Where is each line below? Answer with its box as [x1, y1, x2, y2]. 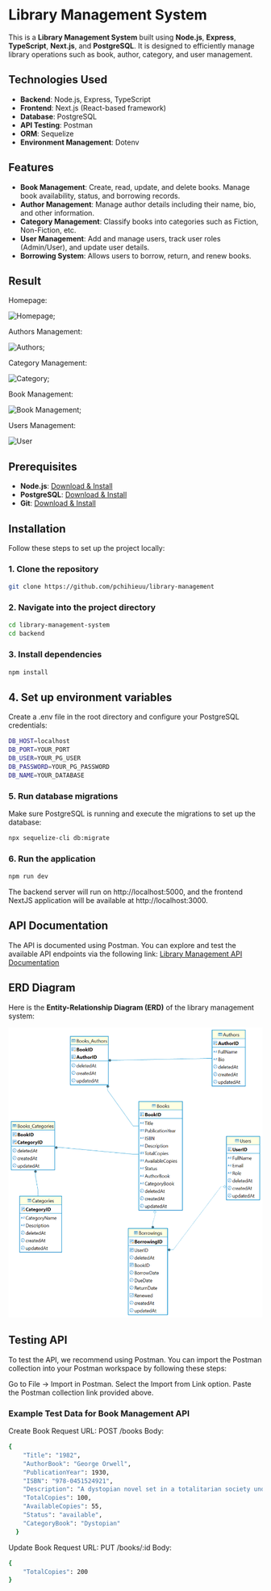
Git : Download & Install [19, 498, 97, 508]
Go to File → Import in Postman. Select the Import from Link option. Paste [8, 1379, 252, 1388]
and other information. [19, 208, 95, 217]
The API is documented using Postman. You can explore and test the [8, 940, 236, 950]
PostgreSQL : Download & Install [19, 490, 127, 500]
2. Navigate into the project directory [8, 602, 156, 613]
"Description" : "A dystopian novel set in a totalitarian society [23, 1485, 251, 1493]
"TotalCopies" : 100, [23, 1494, 92, 1502]
